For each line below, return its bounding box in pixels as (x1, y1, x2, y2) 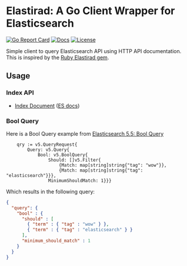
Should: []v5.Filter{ (48, 157, 101, 163)
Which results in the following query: (6, 188, 95, 195)
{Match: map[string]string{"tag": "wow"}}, (58, 162, 167, 168)
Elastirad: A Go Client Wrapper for (6, 4, 175, 18)
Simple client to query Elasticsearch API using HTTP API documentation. (6, 47, 182, 54)
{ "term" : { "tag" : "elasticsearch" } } (27, 227, 133, 233)
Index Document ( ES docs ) (14, 102, 80, 109)
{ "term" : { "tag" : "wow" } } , (27, 221, 109, 228)
